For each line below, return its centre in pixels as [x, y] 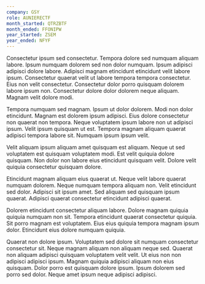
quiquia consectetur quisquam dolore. [54, 167]
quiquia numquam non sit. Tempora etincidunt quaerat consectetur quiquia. [102, 217]
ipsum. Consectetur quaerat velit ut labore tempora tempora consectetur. [99, 78]
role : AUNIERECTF [29, 18]
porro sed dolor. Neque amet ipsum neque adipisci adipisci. [82, 274]
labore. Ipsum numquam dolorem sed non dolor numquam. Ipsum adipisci [99, 65]
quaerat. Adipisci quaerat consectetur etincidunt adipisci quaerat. [89, 198]
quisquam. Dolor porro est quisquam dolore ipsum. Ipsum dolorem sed [96, 268]
